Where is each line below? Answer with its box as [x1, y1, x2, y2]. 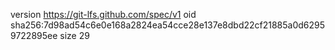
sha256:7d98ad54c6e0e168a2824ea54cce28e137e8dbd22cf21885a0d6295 [10, 19, 326, 31]
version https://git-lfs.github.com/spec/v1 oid [10, 9, 197, 20]
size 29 [59, 30, 90, 41]
